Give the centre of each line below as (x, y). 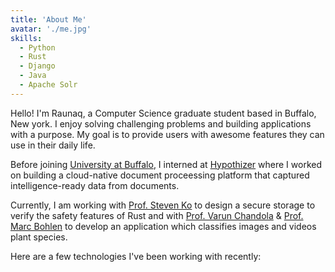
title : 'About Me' (48, 19)
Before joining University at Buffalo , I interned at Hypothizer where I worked (166, 164)
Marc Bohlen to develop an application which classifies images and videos (163, 226)
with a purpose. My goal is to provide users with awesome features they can (167, 134)
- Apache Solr (48, 85)
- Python (37, 47)
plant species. (39, 237)
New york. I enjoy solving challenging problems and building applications (161, 123)
